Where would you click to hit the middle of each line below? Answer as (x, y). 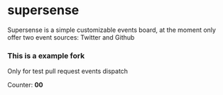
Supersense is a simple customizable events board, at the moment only (112, 30)
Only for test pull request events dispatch (68, 71)
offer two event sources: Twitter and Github (71, 37)
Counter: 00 (25, 85)
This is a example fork (46, 55)
